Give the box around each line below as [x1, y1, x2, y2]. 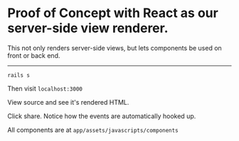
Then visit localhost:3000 [7, 84, 83, 93]
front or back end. [7, 51, 60, 60]
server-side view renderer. [7, 20, 169, 36]
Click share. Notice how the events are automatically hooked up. [7, 112, 196, 120]
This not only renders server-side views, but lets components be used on [7, 43, 222, 52]
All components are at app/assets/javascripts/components [7, 125, 179, 134]
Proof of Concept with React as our [7, 5, 218, 21]
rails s [7, 71, 31, 79]
